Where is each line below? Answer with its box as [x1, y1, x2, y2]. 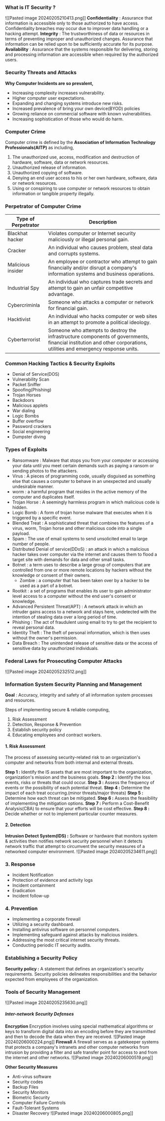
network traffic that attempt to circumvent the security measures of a [5, 843, 145, 849]
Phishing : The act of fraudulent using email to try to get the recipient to [12, 619, 157, 625]
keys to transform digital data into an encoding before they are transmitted [5, 1028, 156, 1034]
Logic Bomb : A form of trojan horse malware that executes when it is [12, 509, 152, 515]
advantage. [48, 291, 75, 298]
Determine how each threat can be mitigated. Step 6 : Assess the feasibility [5, 795, 158, 801]
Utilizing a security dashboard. [12, 922, 75, 927]
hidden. [12, 504, 28, 510]
